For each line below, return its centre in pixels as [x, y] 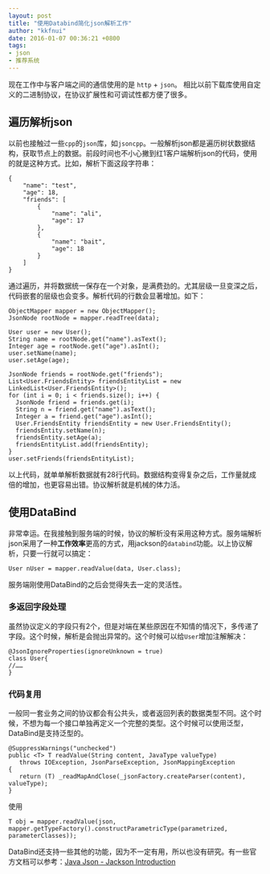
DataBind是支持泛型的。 [48, 733]
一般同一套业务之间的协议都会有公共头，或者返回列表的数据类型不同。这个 [131, 713]
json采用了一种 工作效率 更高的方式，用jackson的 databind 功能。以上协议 [127, 543]
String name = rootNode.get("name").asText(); [88, 339]
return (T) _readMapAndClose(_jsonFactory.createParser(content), [133, 777]
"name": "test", [50, 186]
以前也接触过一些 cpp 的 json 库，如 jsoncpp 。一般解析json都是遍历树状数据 [129, 143]
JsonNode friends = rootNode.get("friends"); [86, 374]
